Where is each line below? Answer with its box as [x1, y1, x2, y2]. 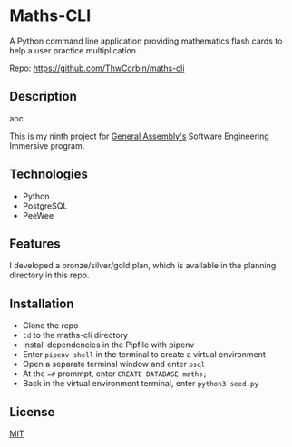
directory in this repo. [9, 269, 90, 281]
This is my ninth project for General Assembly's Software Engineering [9, 131, 269, 141]
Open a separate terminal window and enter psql [22, 359, 206, 370]
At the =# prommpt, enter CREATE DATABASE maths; [22, 368, 208, 379]
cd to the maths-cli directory [22, 330, 129, 341]
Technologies [9, 167, 89, 182]
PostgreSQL [22, 200, 68, 211]
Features [9, 236, 61, 251]
